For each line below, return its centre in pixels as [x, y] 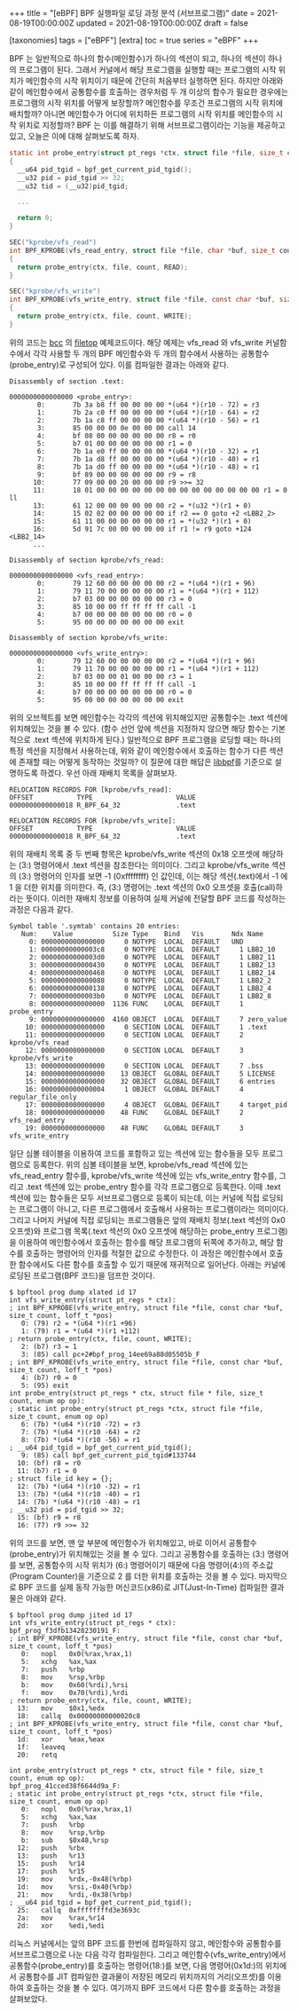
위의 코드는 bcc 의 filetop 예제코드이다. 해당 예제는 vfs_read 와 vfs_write [136, 342]
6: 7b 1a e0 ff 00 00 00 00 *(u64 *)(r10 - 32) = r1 [148, 451]
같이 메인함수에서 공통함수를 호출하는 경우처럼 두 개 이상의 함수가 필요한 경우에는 [149, 92]
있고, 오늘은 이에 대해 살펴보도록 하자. [74, 136]
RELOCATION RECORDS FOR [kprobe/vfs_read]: [91, 789]
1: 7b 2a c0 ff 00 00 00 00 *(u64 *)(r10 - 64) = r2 [148, 412]
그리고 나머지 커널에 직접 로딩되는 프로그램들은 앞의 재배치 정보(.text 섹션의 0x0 [147, 1219]
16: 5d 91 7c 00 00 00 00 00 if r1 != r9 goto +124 [142, 529]
